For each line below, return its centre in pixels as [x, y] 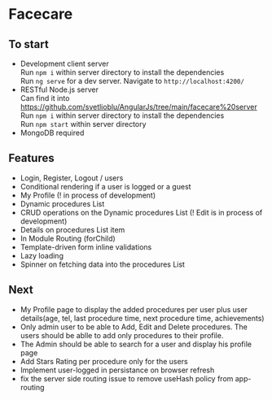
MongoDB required [52, 133]
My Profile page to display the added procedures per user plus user [134, 309]
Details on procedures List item [72, 229]
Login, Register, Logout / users [72, 178]
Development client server [64, 63]
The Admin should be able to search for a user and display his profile [136, 344]
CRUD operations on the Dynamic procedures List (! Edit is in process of [141, 212]
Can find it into [45, 98]
